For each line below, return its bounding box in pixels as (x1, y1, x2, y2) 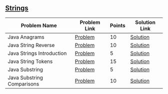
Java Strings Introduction (7, 49, 67, 56)
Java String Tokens (7, 57, 53, 64)
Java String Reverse (7, 41, 55, 48)
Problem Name (20, 22, 57, 29)
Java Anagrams (7, 33, 44, 40)
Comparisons (7, 80, 39, 87)
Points (109, 22, 126, 29)
